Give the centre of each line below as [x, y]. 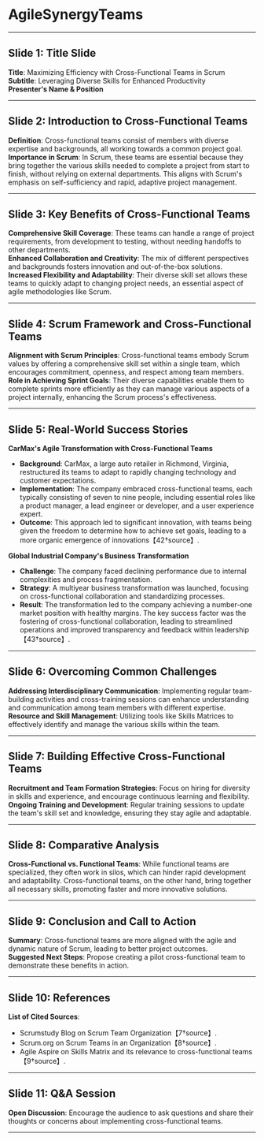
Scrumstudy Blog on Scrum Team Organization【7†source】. [118, 1033]
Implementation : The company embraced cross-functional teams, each [136, 489]
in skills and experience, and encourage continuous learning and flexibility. [129, 796]
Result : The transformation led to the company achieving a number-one [136, 604]
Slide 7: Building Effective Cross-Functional [117, 757]
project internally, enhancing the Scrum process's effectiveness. [112, 397]
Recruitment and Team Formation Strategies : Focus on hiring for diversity [129, 788]
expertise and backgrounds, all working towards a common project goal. [125, 148]
